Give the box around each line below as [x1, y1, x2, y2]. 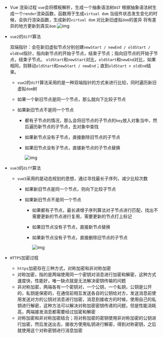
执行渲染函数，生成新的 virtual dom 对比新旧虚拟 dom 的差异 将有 [23, 17, 152, 22]
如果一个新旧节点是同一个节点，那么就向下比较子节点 [17, 96, 126, 102]
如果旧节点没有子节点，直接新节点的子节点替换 [24, 145, 120, 151]
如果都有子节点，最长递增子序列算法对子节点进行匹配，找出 [32, 207, 154, 213]
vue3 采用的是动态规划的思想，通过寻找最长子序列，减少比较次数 [17, 175, 148, 181]
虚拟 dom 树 [17, 86, 38, 91]
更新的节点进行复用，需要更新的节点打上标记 [41, 213, 132, 219]
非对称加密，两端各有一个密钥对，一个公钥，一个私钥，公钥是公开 [17, 284, 152, 290]
